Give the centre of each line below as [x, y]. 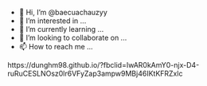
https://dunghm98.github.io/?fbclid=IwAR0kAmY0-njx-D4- [103, 65]
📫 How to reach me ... [56, 47]
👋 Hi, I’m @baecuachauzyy [63, 12]
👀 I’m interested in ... [53, 21]
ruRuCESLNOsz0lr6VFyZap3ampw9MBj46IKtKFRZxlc [95, 73]
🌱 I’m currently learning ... [61, 29]
